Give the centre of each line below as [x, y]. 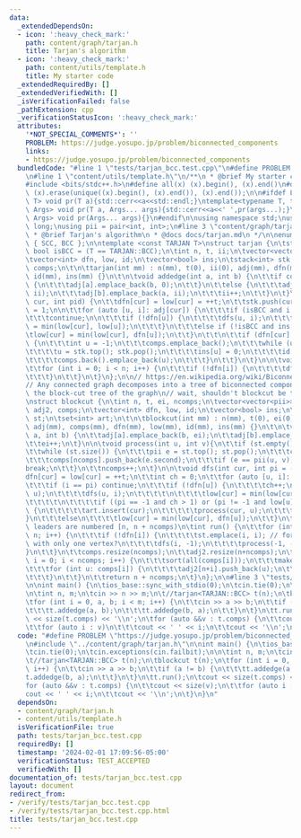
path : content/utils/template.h [86, 68]
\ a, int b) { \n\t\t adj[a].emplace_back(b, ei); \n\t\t [130, 435]
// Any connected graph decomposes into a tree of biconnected [146, 385]
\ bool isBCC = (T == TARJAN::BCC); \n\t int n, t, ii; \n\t [136, 251]
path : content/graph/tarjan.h [82, 43]
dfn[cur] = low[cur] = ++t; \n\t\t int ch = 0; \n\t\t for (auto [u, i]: [158, 477]
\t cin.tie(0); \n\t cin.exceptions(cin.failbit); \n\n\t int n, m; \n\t [154, 652]
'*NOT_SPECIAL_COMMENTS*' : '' [82, 135]
